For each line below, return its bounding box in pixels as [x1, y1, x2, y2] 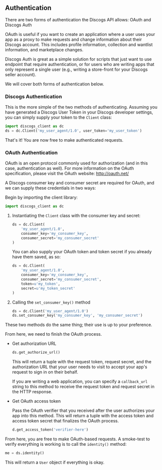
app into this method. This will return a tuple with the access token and [12, 413, 154, 419]
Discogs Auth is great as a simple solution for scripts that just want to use [5, 56, 152, 62]
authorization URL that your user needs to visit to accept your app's [12, 364, 147, 370]
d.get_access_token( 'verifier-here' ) [12, 427, 89, 432]
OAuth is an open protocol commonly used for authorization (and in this [5, 160, 148, 166]
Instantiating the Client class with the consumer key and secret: [12, 213, 141, 219]
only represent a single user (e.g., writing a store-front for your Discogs [5, 66, 148, 72]
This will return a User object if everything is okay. [5, 459, 105, 465]
